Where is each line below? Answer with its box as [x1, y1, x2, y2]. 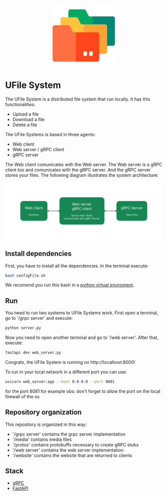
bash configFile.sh [5, 273, 46, 278]
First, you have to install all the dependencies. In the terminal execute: [5, 263, 149, 269]
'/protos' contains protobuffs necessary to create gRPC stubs [12, 441, 139, 447]
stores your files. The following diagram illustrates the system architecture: [5, 172, 159, 178]
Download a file [12, 116, 45, 122]
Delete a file [12, 122, 37, 128]
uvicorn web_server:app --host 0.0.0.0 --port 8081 [5, 379, 115, 384]
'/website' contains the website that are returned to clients [12, 452, 133, 458]
